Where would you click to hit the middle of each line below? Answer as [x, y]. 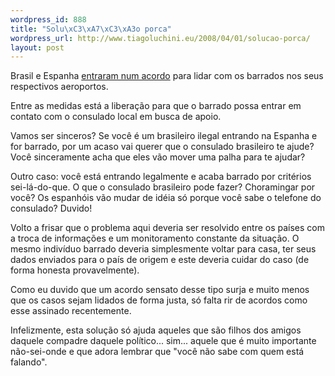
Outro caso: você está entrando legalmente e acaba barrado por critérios [161, 177]
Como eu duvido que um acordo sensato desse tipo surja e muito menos [160, 290]
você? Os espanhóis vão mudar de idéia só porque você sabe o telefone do [166, 198]
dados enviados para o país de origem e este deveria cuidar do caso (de [160, 260]
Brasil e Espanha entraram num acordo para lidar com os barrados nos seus [167, 76]
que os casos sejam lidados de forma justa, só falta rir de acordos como [159, 300]
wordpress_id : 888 [48, 19]
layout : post [37, 47]
